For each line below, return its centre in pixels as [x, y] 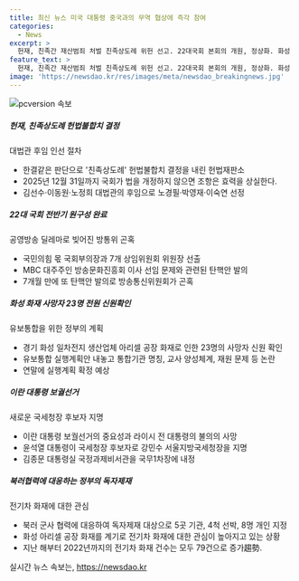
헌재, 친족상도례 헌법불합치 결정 [65, 126]
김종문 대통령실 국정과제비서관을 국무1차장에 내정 [109, 459]
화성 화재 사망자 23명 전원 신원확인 [70, 303]
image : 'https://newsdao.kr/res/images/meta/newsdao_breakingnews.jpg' [147, 77]
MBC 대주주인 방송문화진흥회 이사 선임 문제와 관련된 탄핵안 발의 [135, 270]
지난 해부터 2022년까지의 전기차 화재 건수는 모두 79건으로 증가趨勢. [142, 548]
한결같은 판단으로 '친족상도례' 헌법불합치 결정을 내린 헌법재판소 [134, 169]
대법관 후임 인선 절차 [46, 150]
